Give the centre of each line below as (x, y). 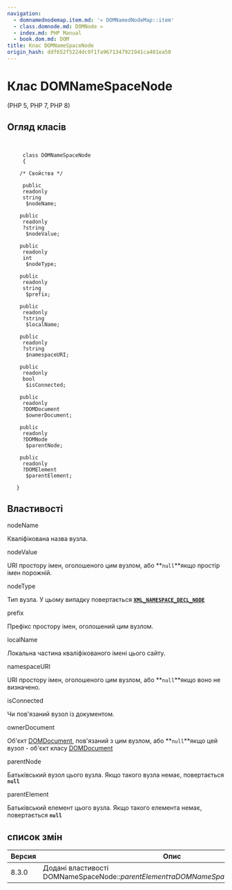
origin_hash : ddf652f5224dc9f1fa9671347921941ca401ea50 (89, 53)
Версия (23, 856)
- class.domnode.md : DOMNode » (58, 26)
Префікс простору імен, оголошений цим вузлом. (80, 627)
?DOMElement (40, 470)
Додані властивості (76, 868)
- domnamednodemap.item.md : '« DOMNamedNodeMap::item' (94, 20)
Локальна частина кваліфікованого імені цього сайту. (86, 653)
